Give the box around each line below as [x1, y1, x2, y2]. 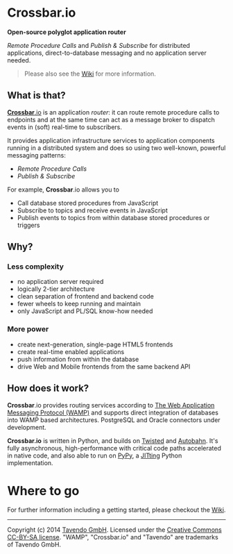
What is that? [7, 90, 66, 101]
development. [7, 423, 46, 431]
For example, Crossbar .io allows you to [7, 185, 120, 194]
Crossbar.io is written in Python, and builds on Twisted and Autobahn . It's [7, 436, 218, 445]
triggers [17, 221, 40, 229]
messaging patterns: [7, 151, 66, 159]
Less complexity [7, 262, 64, 271]
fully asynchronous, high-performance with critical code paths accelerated [7, 444, 222, 452]
